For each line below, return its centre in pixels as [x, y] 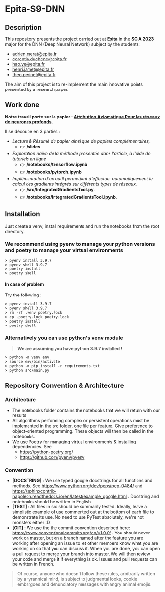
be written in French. [33, 564]
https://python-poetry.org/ [46, 452]
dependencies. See [32, 447]
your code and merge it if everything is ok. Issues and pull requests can [84, 559]
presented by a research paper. [37, 89]
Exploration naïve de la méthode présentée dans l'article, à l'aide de [81, 153]
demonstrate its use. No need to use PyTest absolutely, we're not [78, 517]
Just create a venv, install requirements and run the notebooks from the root [82, 226]
